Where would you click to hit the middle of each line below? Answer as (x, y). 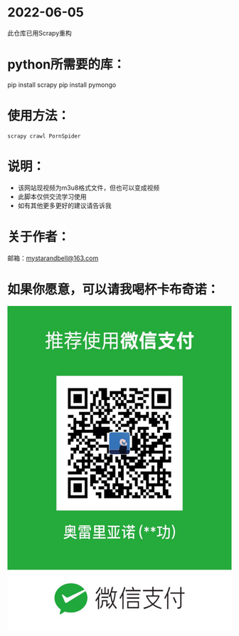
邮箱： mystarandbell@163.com (53, 258)
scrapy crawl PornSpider (44, 136)
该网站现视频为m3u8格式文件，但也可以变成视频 (89, 188)
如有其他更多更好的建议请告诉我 (64, 205)
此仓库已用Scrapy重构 (40, 33)
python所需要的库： (67, 65)
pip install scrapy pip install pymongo (62, 84)
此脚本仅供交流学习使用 (52, 196)
